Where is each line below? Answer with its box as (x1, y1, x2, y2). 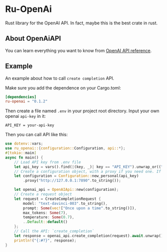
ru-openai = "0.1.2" (5, 99, 48, 104)
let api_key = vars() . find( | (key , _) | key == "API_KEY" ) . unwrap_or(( (14, 164, 162, 169)
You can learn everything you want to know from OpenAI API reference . (5, 47, 152, 53)
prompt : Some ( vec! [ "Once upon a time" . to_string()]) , (23, 205, 137, 211)
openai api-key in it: (5, 113, 46, 119)
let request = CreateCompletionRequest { (14, 196, 101, 201)
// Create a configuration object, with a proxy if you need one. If (14, 169, 162, 174)
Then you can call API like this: (5, 132, 68, 138)
